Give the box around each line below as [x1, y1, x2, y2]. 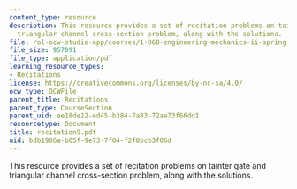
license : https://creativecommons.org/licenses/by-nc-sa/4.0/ [9, 79, 243, 87]
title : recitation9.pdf [9, 128, 97, 137]
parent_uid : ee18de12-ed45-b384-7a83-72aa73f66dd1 [9, 111, 200, 120]
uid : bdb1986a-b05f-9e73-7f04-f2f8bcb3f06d [9, 136, 172, 145]
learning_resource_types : [9, 63, 104, 72]
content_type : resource [9, 12, 97, 22]
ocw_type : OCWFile [9, 87, 77, 95]
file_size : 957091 [9, 46, 77, 55]
